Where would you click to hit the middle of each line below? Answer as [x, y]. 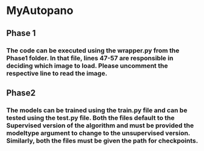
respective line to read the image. [57, 73]
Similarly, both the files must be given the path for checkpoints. [102, 141]
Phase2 [21, 93]
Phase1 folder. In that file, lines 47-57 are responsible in [90, 58]
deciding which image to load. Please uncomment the [87, 66]
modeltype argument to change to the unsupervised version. [98, 133]
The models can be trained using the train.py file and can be [97, 110]
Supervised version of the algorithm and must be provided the [100, 125]
